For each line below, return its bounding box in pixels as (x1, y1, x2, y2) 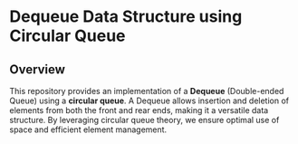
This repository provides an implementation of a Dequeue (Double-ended (9, 86, 284, 96)
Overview (9, 62, 66, 77)
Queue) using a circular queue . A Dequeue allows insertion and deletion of (9, 95, 290, 106)
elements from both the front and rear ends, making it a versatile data (9, 105, 269, 115)
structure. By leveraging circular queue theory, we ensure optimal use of (9, 115, 280, 125)
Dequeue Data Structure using (9, 6, 243, 27)
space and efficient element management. (9, 124, 168, 135)
